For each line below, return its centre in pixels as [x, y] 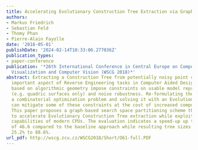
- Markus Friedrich [30, 22]
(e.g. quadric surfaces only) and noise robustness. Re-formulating [97, 94]
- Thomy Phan [22, 34]
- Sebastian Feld [27, 28]
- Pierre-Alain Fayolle [35, 39]
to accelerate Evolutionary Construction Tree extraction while [92, 116]
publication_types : [30, 56]
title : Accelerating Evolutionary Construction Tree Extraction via [92, 12]
